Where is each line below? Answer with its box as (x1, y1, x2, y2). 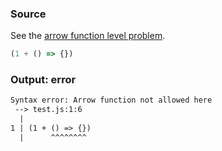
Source (10, 7, 47, 21)
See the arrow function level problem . (10, 30, 166, 42)
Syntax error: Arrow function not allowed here (10, 95, 213, 106)
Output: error (10, 73, 77, 87)
